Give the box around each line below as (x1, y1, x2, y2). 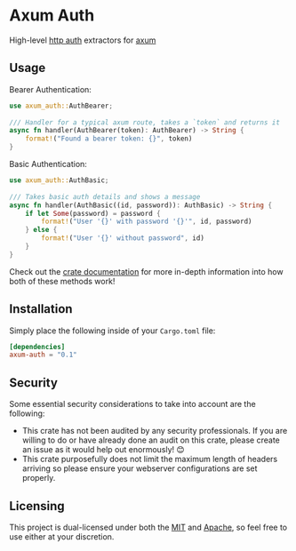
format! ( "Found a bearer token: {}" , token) (25, 134, 193, 143)
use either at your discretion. (9, 531, 115, 542)
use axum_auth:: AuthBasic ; (9, 176, 109, 185)
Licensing (9, 499, 65, 514)
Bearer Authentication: (9, 84, 92, 94)
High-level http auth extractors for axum (9, 35, 156, 45)
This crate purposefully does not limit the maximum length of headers (21, 454, 278, 465)
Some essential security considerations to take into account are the (9, 399, 256, 410)
